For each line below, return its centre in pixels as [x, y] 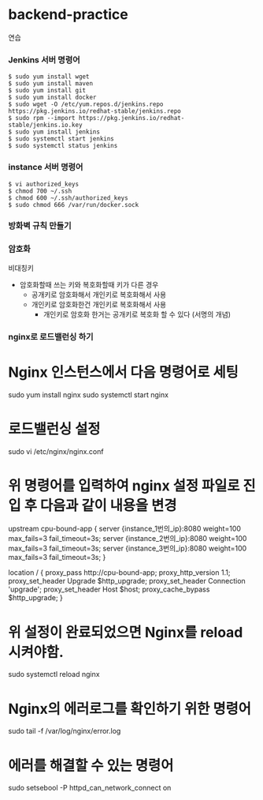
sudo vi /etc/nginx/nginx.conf [56, 451]
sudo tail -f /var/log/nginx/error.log [65, 731]
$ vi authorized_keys [44, 184]
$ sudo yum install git [47, 91]
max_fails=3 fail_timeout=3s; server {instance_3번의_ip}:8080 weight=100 [128, 548]
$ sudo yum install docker [52, 98]
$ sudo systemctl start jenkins [61, 139]
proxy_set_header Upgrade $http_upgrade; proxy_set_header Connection [127, 581]
